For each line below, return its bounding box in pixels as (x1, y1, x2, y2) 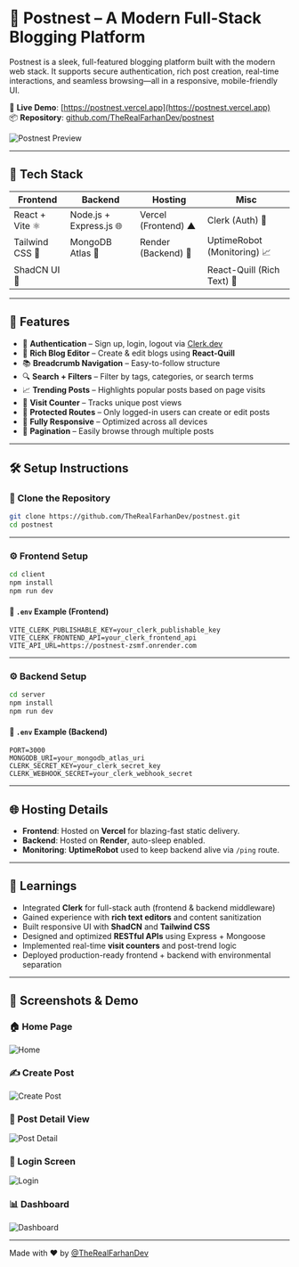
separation (21, 959, 62, 969)
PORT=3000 (9, 746, 46, 756)
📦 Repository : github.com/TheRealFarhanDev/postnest (9, 111, 215, 123)
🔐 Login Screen (9, 1156, 76, 1168)
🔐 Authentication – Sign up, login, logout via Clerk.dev (21, 338, 223, 348)
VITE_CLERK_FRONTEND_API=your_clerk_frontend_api (9, 633, 198, 642)
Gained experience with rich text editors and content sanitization (21, 911, 263, 922)
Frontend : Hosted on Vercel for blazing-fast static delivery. (21, 826, 240, 837)
